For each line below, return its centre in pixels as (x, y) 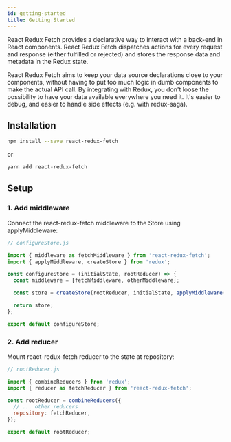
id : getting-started (37, 13)
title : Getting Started (41, 20)
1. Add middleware (38, 208)
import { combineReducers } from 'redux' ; (69, 382)
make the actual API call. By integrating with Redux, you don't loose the (108, 89)
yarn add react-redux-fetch (47, 167)
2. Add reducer (33, 342)
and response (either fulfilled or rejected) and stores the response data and (114, 54)
